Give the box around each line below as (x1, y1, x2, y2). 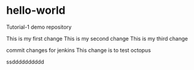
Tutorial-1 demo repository (6, 23, 72, 31)
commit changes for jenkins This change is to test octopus (6, 46, 151, 54)
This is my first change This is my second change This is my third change (6, 35, 188, 42)
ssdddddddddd (6, 58, 44, 65)
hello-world (6, 4, 66, 17)
